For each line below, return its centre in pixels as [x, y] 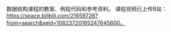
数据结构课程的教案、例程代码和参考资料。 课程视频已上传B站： [87, 9]
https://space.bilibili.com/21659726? [52, 16]
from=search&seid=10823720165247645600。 [66, 23]
